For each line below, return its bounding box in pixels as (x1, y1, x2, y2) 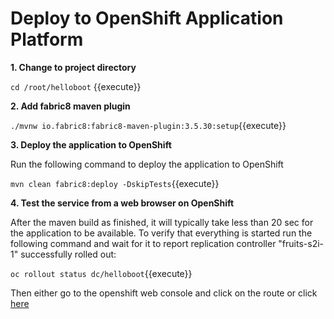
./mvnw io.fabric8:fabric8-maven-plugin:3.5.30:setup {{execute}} (10, 119, 287, 131)
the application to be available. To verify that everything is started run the (10, 227, 313, 239)
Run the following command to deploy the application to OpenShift (10, 158, 284, 170)
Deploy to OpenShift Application (10, 7, 284, 30)
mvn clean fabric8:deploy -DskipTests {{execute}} (10, 177, 220, 189)
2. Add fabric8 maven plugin (10, 100, 131, 112)
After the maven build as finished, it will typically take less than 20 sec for (10, 216, 314, 228)
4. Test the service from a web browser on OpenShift (10, 197, 235, 209)
